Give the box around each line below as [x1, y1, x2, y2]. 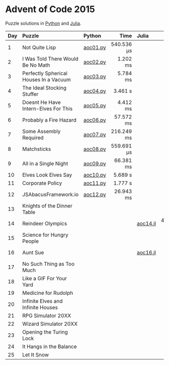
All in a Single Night [22, 160, 68, 167]
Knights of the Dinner [22, 202, 73, 209]
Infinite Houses [22, 304, 58, 311]
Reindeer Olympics [22, 220, 67, 227]
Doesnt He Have [22, 98, 61, 106]
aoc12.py [83, 191, 107, 198]
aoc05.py [83, 102, 107, 109]
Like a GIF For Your [22, 275, 67, 282]
